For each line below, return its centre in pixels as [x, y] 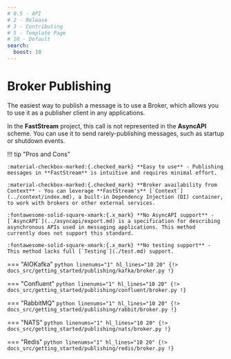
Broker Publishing [59, 86]
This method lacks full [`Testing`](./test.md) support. [91, 251]
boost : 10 [27, 52]
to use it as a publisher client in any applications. [76, 113]
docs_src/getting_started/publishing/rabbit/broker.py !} [92, 309]
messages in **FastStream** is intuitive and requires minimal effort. [112, 173]
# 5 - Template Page [37, 33]
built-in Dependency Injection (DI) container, [154, 197]
